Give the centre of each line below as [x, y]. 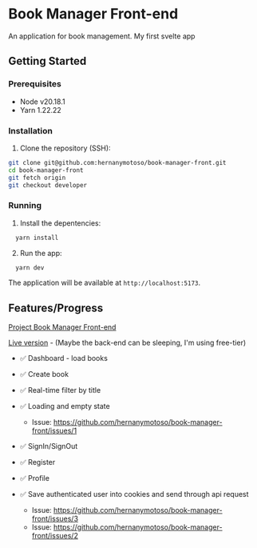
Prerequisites [35, 84]
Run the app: [41, 253]
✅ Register [38, 462]
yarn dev [30, 268]
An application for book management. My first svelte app [102, 36]
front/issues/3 [55, 519]
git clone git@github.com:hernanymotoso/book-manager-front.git [117, 162]
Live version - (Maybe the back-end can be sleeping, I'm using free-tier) [127, 343]
